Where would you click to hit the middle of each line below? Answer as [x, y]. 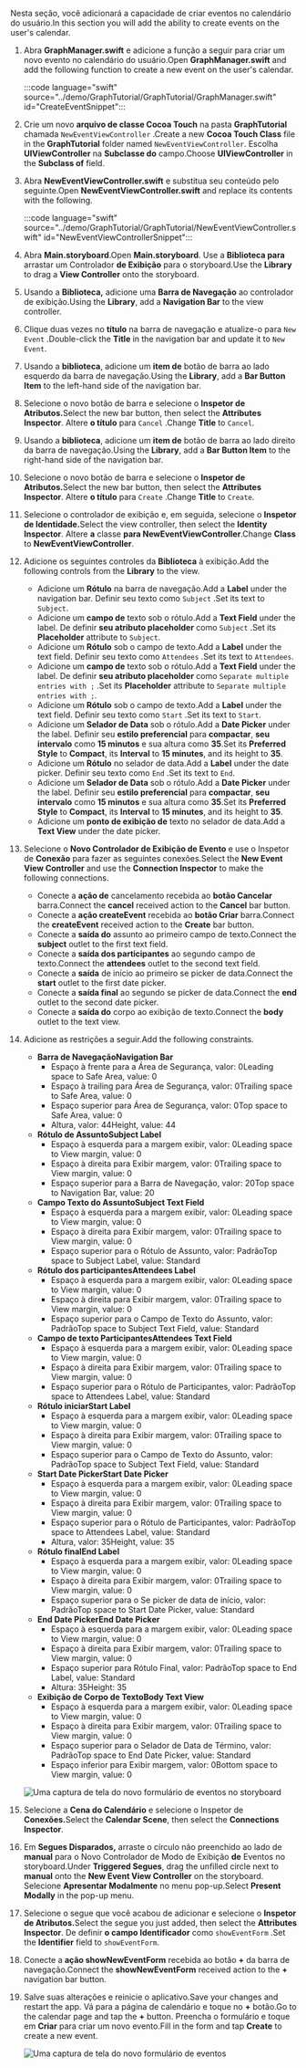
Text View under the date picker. [99, 831]
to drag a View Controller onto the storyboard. [111, 274]
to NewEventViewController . [79, 543]
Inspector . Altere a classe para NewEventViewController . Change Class [160, 534]
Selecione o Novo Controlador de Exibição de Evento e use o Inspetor [156, 849]
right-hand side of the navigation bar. [93, 460]
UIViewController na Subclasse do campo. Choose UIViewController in [158, 153]
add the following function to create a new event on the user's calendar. [158, 69]
